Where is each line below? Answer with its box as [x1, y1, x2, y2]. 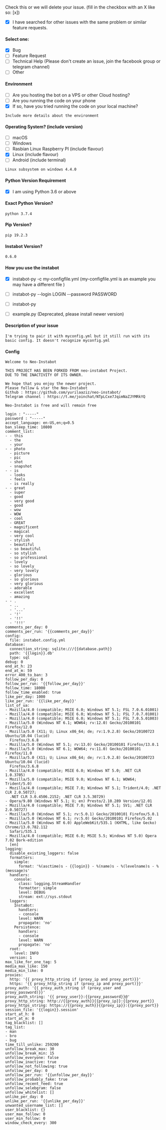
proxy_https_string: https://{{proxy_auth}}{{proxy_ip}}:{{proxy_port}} [5, 1003, 159, 1008]
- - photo [5, 447, 26, 452]
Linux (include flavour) [12, 152, 59, 158]
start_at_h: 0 [5, 1012, 35, 1017]
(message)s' [5, 868, 30, 874]
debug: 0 [5, 659, 23, 665]
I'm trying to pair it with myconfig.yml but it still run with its [5, 333, 150, 338]
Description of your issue [5, 323, 59, 328]
